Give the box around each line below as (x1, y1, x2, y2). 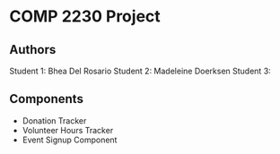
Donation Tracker (22, 115, 87, 126)
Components (9, 91, 83, 107)
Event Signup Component (22, 134, 118, 145)
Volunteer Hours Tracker (22, 124, 114, 135)
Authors (9, 42, 57, 57)
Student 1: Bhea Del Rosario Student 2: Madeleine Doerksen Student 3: (9, 65, 271, 76)
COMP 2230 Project (9, 6, 162, 27)
